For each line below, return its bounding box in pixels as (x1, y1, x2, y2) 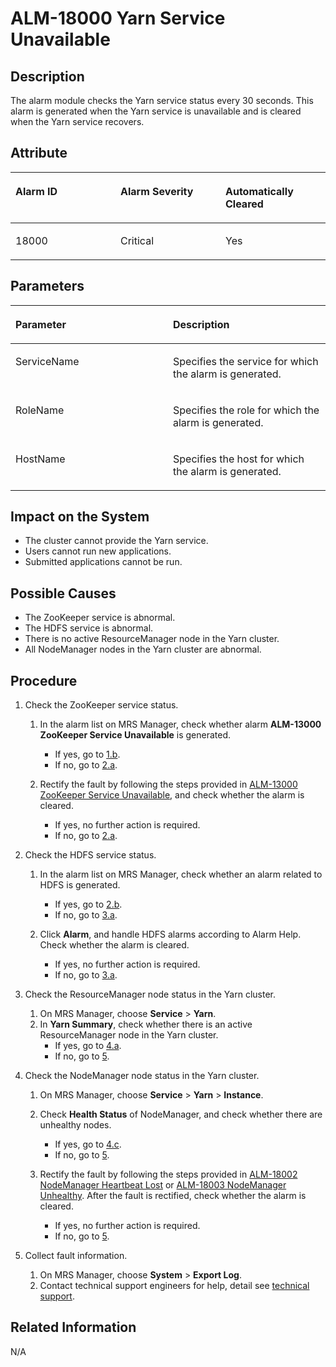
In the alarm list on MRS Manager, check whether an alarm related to (39, 868, 323, 881)
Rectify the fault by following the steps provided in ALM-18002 (39, 1168, 298, 1181)
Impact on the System (10, 508, 150, 526)
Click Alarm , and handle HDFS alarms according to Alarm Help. (39, 928, 302, 941)
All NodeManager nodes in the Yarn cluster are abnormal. (24, 643, 262, 656)
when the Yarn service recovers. (10, 116, 145, 127)
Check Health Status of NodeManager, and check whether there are (39, 1108, 323, 1121)
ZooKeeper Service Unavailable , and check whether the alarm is (39, 789, 305, 801)
